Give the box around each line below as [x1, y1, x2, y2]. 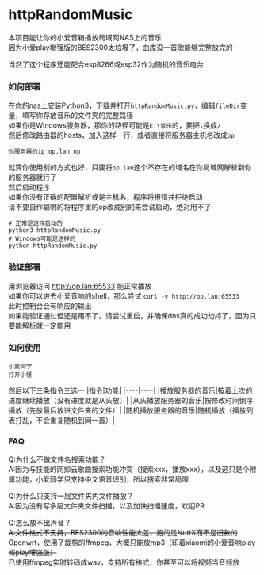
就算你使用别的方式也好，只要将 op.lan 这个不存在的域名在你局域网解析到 [8, 162, 245, 172]
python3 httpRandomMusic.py [8, 227, 101, 234]
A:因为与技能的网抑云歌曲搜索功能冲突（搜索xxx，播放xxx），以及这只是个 [8, 465, 250, 474]
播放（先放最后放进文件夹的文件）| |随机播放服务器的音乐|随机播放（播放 [8, 406, 247, 415]
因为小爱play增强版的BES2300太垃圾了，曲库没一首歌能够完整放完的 [8, 42, 233, 52]
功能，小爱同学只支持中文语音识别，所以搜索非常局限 [14, 474, 189, 484]
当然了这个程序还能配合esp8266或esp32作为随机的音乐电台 [8, 59, 204, 69]
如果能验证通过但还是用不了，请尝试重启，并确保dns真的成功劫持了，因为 [8, 310, 250, 320]
